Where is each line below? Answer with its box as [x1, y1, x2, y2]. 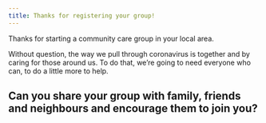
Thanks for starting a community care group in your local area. [8, 34, 214, 43]
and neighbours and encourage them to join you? [8, 101, 258, 116]
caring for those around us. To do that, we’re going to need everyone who [8, 58, 252, 67]
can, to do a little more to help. [8, 65, 109, 76]
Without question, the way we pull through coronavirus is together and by [8, 49, 250, 58]
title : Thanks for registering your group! [8, 11, 156, 20]
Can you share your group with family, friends [8, 89, 241, 103]
